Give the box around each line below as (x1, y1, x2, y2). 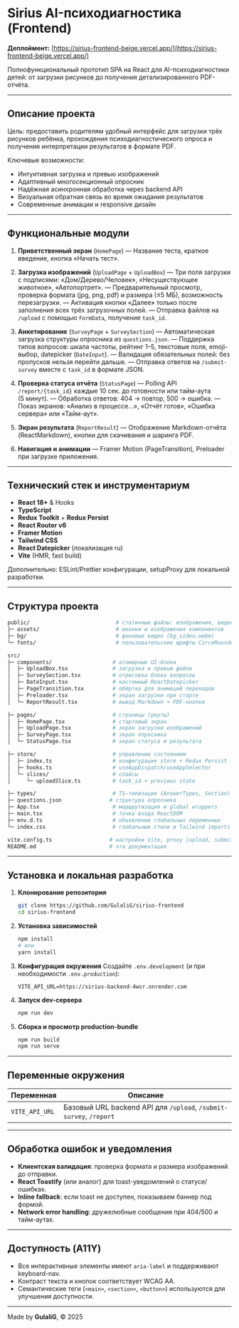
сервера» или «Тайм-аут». (17, 409, 100, 418)
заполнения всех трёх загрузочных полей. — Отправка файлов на (17, 306, 219, 314)
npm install (17, 935, 53, 942)
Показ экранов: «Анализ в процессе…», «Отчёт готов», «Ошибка (17, 401, 216, 410)
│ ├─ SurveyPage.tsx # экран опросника (7, 731, 167, 738)
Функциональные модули (7, 227, 129, 240)
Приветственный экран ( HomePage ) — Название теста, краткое (17, 246, 209, 255)
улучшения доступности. (17, 1292, 95, 1300)
